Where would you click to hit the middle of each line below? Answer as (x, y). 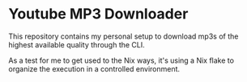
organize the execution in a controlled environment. (94, 68)
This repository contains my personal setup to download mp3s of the (123, 36)
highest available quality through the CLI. (77, 44)
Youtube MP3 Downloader (98, 14)
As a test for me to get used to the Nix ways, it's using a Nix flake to (121, 60)
